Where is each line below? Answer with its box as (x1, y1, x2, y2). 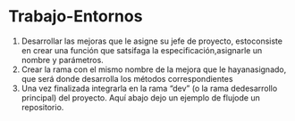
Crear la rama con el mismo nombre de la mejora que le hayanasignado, (21, 64, 287, 75)
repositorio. (21, 101, 64, 112)
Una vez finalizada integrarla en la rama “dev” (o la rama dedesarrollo (21, 83, 278, 93)
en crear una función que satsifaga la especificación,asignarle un (21, 44, 263, 55)
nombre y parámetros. (21, 54, 104, 65)
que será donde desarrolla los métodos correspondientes (21, 73, 233, 84)
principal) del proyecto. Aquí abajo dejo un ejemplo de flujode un (21, 92, 260, 103)
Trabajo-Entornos (8, 6, 143, 27)
